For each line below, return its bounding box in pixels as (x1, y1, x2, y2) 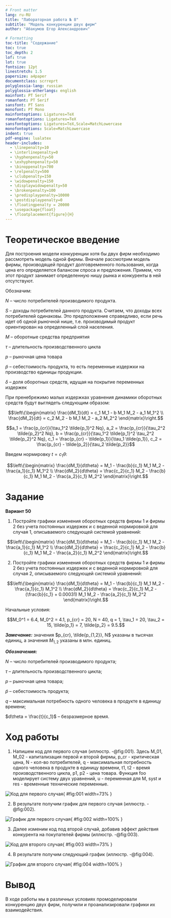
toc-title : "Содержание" (5, 40, 58, 46)
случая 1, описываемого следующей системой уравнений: (12, 529, 141, 535)
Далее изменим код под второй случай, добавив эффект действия (12, 826, 159, 832)
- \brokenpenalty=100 (10, 188, 56, 193)
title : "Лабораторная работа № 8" (5, 17, 79, 22)
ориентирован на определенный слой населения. (5, 324, 114, 330)
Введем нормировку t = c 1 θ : (5, 451, 67, 458)
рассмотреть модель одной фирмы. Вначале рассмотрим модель (5, 256, 151, 263)
